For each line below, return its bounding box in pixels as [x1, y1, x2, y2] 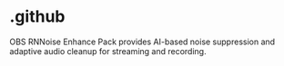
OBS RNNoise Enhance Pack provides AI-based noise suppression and [9, 36, 276, 47]
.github [9, 6, 66, 27]
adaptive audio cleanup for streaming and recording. [9, 45, 207, 56]
